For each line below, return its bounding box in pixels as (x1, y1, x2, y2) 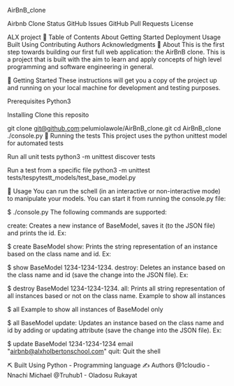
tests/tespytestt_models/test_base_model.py (7, 174, 136, 181)
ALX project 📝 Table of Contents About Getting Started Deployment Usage (7, 33, 221, 41)
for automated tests (7, 139, 64, 147)
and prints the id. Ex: (7, 229, 67, 237)
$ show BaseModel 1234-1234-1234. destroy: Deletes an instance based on (7, 263, 226, 272)
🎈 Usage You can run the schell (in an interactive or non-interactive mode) (7, 187, 221, 195)
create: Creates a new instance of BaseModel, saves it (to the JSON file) (7, 221, 215, 230)
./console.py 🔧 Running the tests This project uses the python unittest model (7, 132, 227, 140)
